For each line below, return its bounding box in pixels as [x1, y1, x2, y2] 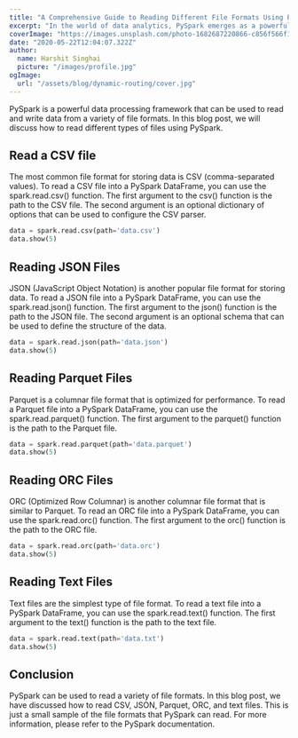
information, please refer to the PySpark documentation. [9, 718, 216, 729]
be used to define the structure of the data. [9, 321, 167, 331]
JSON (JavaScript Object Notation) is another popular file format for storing [9, 283, 286, 293]
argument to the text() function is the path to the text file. [9, 616, 217, 627]
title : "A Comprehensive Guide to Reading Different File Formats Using [9, 12, 284, 22]
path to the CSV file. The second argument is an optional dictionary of [9, 200, 265, 210]
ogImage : [9, 71, 42, 80]
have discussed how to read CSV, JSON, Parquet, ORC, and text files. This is [9, 700, 289, 710]
